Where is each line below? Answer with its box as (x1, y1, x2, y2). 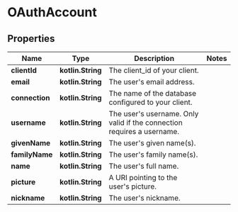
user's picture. (108, 182, 157, 191)
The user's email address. (108, 77, 195, 87)
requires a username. (108, 127, 179, 136)
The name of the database (108, 89, 197, 98)
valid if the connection (108, 118, 183, 128)
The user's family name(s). (108, 150, 198, 160)
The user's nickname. (108, 193, 181, 203)
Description (134, 54, 175, 63)
